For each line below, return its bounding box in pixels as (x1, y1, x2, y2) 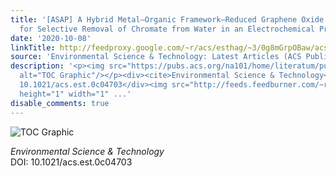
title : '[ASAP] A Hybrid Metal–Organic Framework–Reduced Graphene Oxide (10, 14, 325, 25)
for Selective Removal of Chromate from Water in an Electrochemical (19, 24, 315, 34)
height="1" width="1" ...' (19, 89, 132, 99)
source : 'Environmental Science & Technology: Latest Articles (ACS (10, 52, 302, 62)
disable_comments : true (10, 98, 110, 108)
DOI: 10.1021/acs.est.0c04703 (10, 156, 133, 168)
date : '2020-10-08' (10, 33, 92, 43)
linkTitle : (10, 42, 56, 53)
